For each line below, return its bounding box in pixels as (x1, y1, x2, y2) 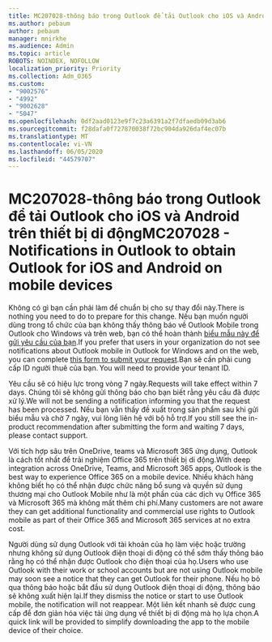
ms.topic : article (8, 49, 70, 58)
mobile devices (8, 276, 113, 294)
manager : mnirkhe (8, 34, 67, 43)
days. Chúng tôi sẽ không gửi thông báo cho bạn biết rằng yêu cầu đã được (8, 387, 261, 397)
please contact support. (8, 430, 88, 440)
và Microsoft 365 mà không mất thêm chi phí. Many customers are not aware (8, 498, 264, 507)
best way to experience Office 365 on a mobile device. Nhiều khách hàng (8, 472, 253, 482)
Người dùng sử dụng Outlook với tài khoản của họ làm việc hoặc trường (8, 540, 246, 550)
